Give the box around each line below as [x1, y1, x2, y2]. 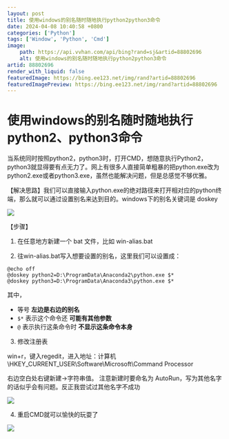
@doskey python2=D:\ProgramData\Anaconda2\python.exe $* [7, 272, 175, 279]
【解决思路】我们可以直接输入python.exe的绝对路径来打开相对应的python [7, 186, 216, 194]
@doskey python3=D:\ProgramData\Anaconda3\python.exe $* [7, 278, 175, 285]
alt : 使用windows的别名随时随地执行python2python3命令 [19, 55, 167, 62]
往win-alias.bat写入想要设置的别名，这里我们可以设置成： [17, 252, 181, 260]
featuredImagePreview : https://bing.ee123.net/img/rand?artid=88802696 [7, 81, 217, 88]
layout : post [7, 10, 45, 17]
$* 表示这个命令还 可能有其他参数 [17, 314, 112, 322]
